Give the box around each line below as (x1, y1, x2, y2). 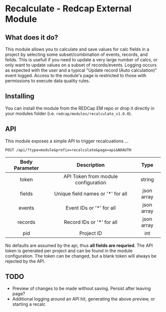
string (140, 176, 154, 183)
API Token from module (63, 173, 118, 179)
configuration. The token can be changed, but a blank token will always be (5, 253, 157, 259)
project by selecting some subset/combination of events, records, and (5, 51, 148, 57)
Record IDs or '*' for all (64, 219, 118, 225)
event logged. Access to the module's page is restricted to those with (5, 73, 147, 78)
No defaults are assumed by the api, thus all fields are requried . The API (5, 242, 153, 248)
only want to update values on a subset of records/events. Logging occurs (5, 62, 157, 68)
